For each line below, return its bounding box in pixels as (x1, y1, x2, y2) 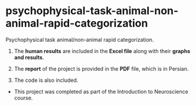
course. (14, 94, 33, 101)
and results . (14, 54, 44, 61)
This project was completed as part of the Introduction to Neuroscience (14, 88, 188, 95)
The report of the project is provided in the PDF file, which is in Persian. (14, 65, 189, 72)
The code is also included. (14, 77, 79, 84)
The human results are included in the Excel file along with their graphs (14, 47, 190, 54)
